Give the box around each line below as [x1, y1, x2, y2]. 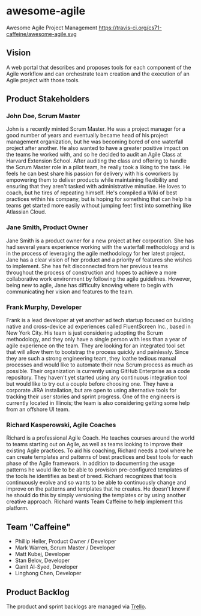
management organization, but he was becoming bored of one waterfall [6, 138, 184, 145]
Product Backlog [6, 587, 70, 597]
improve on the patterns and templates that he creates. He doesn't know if [6, 485, 190, 492]
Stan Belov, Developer [14, 557, 70, 564]
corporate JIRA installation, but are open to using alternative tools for [6, 387, 177, 394]
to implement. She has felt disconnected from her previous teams [6, 262, 168, 269]
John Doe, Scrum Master [6, 112, 80, 121]
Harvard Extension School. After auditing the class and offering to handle [6, 157, 187, 164]
